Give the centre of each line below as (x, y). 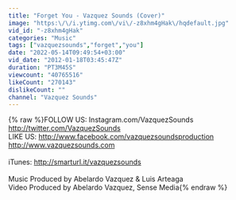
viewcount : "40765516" (46, 75)
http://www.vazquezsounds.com (62, 145)
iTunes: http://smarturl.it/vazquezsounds (75, 162)
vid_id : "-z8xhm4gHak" (46, 30)
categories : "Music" (43, 38)
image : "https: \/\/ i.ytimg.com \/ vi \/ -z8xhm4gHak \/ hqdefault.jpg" (118, 23)
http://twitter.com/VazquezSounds (64, 128)
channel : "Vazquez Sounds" (53, 97)
